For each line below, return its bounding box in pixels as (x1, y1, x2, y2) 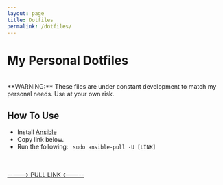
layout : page (7, 10, 45, 17)
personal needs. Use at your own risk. (7, 90, 115, 98)
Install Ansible (16, 128, 57, 136)
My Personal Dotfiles (7, 52, 129, 68)
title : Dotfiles (7, 17, 54, 23)
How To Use (7, 109, 60, 121)
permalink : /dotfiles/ (7, 23, 72, 30)
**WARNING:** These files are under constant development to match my (7, 83, 217, 91)
